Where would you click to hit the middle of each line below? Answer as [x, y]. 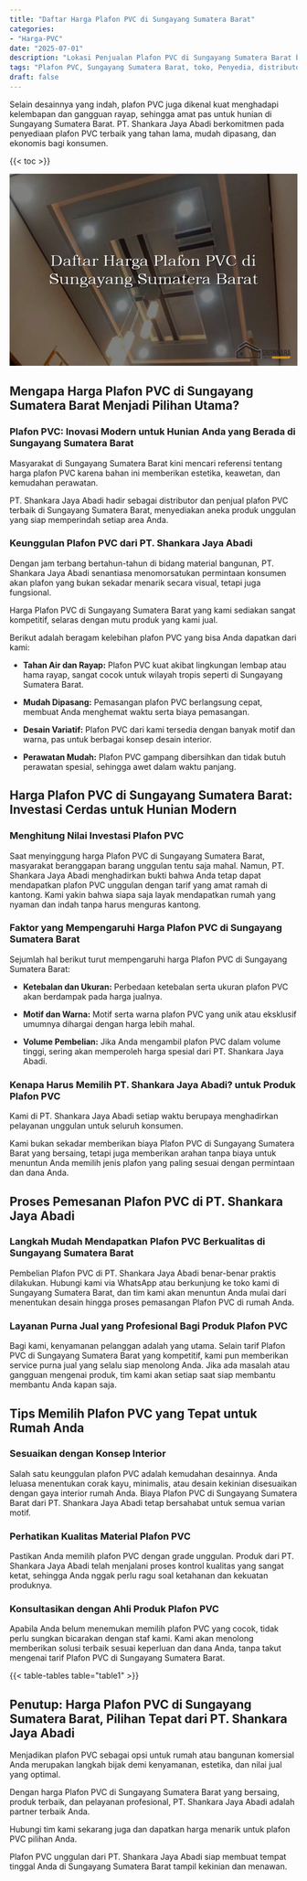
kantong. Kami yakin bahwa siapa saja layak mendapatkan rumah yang [143, 894]
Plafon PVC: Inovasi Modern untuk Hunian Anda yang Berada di [153, 432]
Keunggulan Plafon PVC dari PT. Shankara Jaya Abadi [131, 543]
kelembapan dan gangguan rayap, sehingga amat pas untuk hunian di [141, 113]
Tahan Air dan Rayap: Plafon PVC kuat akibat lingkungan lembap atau [154, 665]
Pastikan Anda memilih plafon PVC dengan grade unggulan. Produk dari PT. [152, 1556]
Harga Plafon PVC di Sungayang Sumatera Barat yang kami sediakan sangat [153, 610]
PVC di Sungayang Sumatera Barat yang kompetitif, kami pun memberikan [149, 1356]
